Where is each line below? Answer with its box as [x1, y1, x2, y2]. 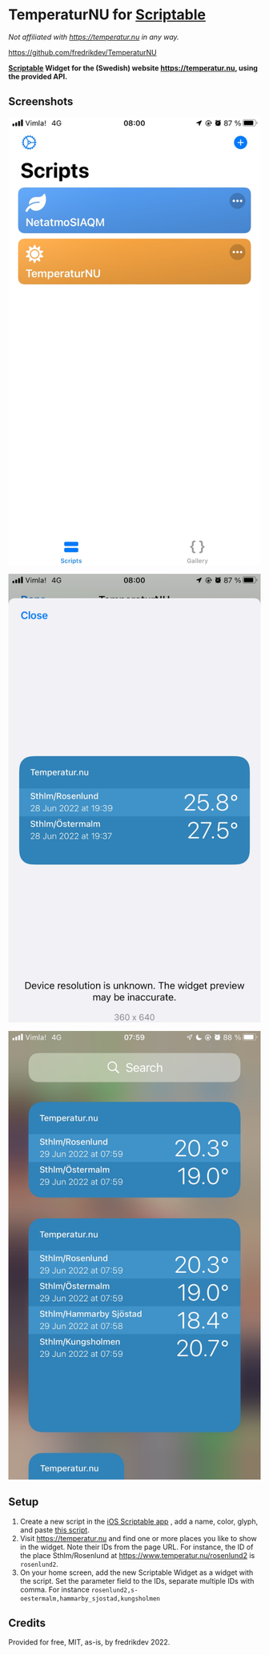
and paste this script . [19, 1524, 90, 1535]
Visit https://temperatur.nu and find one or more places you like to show [19, 1533, 258, 1543]
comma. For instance [19, 1585, 90, 1594]
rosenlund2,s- [90, 1586, 139, 1594]
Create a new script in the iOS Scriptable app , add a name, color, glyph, [19, 1516, 259, 1526]
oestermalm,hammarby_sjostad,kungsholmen [19, 1594, 160, 1603]
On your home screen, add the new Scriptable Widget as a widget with [19, 1568, 254, 1577]
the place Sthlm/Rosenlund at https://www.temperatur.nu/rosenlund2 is [19, 1550, 255, 1560]
